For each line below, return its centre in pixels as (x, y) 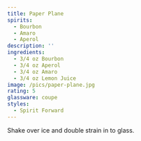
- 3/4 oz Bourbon (39, 59)
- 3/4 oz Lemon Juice (45, 78)
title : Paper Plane (36, 14)
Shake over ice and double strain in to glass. (71, 130)
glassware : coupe (32, 98)
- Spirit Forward (39, 110)
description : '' (31, 46)
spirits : (20, 20)
